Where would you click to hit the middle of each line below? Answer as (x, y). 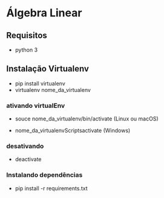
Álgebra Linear (44, 13)
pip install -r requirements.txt (51, 188)
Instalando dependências (44, 175)
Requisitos (27, 35)
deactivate (28, 159)
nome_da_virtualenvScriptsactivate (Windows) (73, 131)
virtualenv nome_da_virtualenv (53, 90)
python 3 (26, 50)
